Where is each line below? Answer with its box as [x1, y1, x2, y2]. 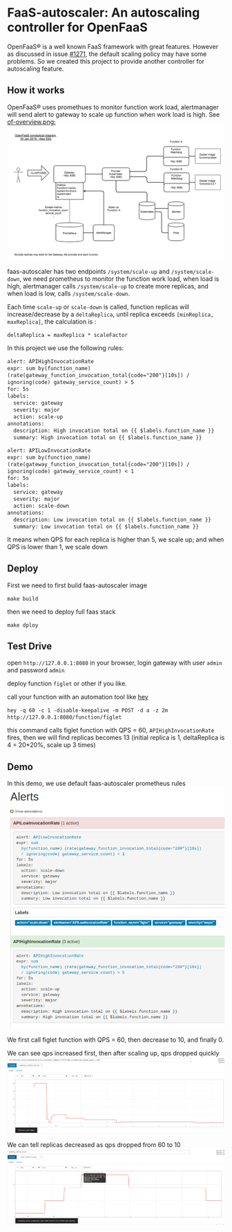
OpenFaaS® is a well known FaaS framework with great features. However [7, 42, 219, 50]
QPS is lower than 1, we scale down [7, 542, 108, 551]
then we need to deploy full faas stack [7, 607, 116, 616]
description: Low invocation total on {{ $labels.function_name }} [13, 516, 212, 523]
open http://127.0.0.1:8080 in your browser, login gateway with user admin [7, 659, 222, 667]
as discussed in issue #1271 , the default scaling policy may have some [7, 50, 207, 58]
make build [7, 595, 39, 603]
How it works [7, 84, 65, 96]
